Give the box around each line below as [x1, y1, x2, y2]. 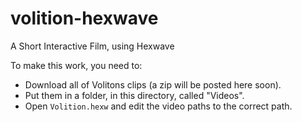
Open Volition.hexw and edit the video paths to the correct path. [24, 100, 293, 112]
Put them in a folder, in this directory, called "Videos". [24, 89, 245, 101]
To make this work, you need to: [10, 59, 143, 71]
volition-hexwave [10, 7, 159, 30]
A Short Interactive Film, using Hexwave [10, 40, 175, 52]
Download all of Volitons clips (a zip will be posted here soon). [24, 78, 282, 91]
